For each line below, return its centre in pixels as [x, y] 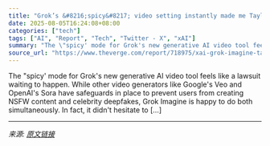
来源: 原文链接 [31, 134]
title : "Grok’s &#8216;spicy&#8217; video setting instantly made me [127, 16]
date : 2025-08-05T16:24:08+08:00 [64, 23]
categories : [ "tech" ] [45, 30]
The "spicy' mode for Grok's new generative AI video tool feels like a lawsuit [135, 76]
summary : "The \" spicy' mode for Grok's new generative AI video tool [129, 46]
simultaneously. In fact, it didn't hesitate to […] [85, 110]
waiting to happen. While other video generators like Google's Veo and [125, 84]
